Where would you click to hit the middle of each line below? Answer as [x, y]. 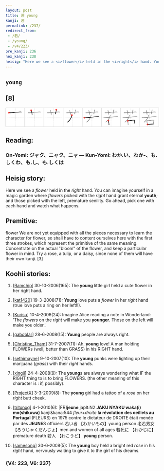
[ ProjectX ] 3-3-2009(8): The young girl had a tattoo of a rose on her [81, 393]
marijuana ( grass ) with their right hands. [53, 364]
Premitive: [22, 221]
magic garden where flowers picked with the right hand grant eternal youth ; [82, 195]
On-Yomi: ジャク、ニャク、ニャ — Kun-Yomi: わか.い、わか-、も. [82, 155]
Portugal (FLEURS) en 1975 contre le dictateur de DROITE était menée [83, 418]
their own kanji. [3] [24, 258]
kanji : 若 [15, 20]
